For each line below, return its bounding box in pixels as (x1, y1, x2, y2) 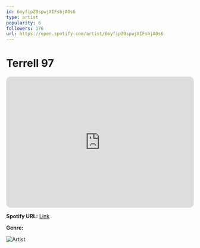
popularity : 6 (6, 20, 42, 26)
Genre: (6, 224, 24, 231)
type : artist (6, 14, 39, 20)
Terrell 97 (6, 57, 54, 70)
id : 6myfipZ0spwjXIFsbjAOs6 (6, 8, 76, 15)
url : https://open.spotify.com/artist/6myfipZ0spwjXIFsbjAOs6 (6, 31, 164, 37)
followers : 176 (6, 25, 44, 32)
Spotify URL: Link (6, 213, 50, 220)
